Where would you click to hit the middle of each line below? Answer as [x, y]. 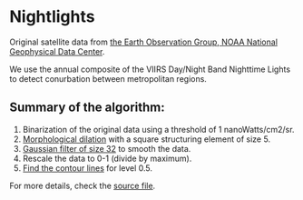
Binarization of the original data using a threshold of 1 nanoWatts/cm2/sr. [158, 129]
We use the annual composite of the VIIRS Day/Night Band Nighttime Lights [150, 69]
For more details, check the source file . [83, 185]
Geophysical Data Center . [57, 51]
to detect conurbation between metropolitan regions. [108, 78]
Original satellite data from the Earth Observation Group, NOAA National [144, 42]
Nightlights [52, 17]
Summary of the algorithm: [87, 108]
